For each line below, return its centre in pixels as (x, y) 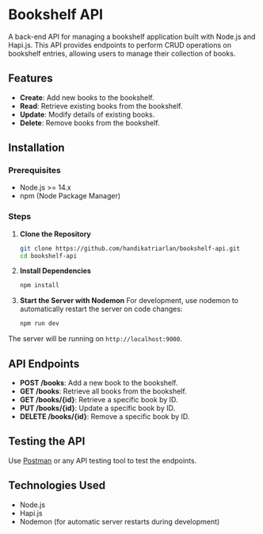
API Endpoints (44, 364)
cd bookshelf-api (48, 255)
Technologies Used (57, 486)
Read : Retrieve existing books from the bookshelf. (101, 106)
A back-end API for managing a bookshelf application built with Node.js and (132, 36)
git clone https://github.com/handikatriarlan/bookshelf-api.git (130, 248)
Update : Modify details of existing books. (87, 114)
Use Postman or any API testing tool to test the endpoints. (103, 460)
